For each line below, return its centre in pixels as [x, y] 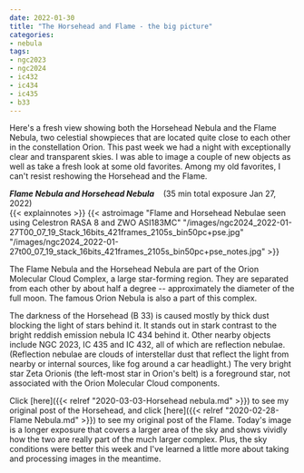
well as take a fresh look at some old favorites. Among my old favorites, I [145, 167]
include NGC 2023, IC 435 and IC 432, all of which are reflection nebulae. [147, 345]
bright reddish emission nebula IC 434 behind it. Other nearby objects [140, 335]
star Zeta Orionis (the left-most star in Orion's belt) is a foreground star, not [150, 374]
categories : [32, 34]
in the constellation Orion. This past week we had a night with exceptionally [150, 147]
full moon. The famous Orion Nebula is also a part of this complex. [133, 298]
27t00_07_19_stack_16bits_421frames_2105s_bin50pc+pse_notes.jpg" [137, 251]
